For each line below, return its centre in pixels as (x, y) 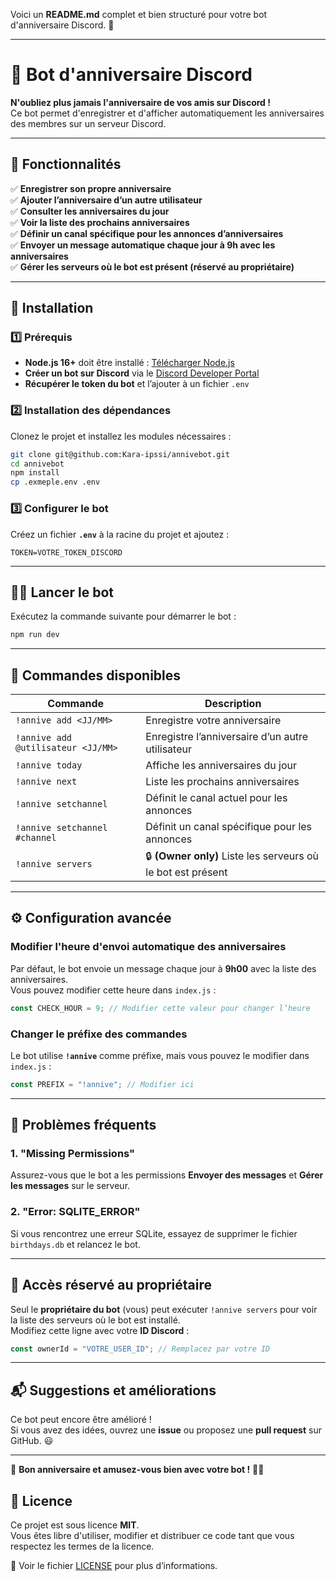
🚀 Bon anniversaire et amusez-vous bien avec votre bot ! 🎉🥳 (137, 1470)
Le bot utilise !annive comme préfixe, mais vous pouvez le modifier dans (160, 1055)
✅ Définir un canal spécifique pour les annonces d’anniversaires (147, 233)
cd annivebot (37, 464)
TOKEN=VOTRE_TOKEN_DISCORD (66, 552)
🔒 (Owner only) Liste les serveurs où (232, 856)
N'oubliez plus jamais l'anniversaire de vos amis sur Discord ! (140, 102)
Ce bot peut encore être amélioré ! (81, 1420)
